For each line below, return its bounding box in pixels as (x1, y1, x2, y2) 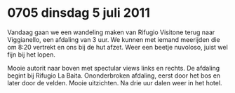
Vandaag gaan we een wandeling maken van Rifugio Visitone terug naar (7, 28, 215, 36)
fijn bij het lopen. (7, 50, 56, 59)
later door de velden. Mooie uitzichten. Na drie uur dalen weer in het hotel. (7, 78, 222, 87)
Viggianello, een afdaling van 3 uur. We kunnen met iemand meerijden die (7, 35, 220, 43)
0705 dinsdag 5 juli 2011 (7, 5, 151, 21)
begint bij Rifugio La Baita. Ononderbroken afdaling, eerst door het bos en (7, 71, 221, 80)
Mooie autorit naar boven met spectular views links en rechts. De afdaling (7, 64, 220, 72)
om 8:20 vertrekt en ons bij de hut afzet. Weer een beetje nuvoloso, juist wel (7, 43, 228, 51)
